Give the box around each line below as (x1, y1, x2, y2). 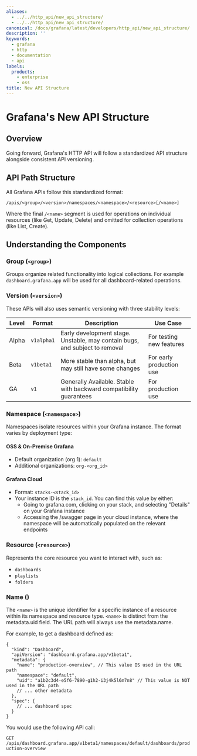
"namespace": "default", (16, 672, 77, 678)
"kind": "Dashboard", (11, 647, 64, 652)
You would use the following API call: (6, 724, 96, 731)
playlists (14, 573, 39, 579)
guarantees (60, 392, 92, 400)
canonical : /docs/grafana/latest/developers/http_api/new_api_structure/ (6, 25, 191, 31)
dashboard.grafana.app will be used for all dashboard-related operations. (6, 277, 182, 284)
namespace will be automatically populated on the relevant (23, 520, 166, 527)
